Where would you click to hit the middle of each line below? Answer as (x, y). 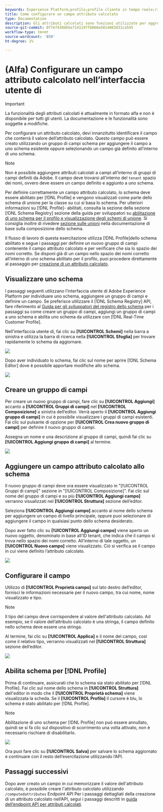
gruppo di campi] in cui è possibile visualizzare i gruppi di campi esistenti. (79, 417)
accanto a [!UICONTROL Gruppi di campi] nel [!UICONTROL (66, 406)
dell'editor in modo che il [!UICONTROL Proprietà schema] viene (70, 693)
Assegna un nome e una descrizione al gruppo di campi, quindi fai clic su (78, 437)
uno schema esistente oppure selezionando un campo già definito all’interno (81, 148)
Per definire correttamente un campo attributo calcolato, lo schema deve (78, 192)
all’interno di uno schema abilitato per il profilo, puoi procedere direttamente (81, 258)
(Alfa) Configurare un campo (64, 69)
